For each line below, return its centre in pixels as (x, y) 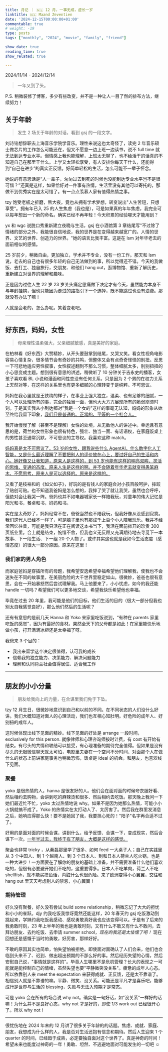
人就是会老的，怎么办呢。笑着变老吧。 (44, 308)
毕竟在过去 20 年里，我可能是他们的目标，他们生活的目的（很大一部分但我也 (84, 601)
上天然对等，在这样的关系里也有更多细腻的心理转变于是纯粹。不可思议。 (79, 385)
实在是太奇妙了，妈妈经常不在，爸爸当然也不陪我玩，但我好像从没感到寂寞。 (84, 514)
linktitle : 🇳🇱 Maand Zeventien (39, 15)
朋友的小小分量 (28, 686)
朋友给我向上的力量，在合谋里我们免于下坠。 (63, 699)
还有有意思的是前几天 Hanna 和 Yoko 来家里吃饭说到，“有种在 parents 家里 (82, 618)
